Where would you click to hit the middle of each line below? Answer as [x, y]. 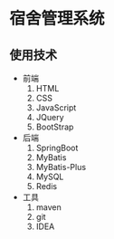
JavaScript [56, 108]
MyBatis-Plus [61, 167]
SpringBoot [57, 148]
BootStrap [55, 127]
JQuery [50, 117]
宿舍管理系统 [57, 19]
